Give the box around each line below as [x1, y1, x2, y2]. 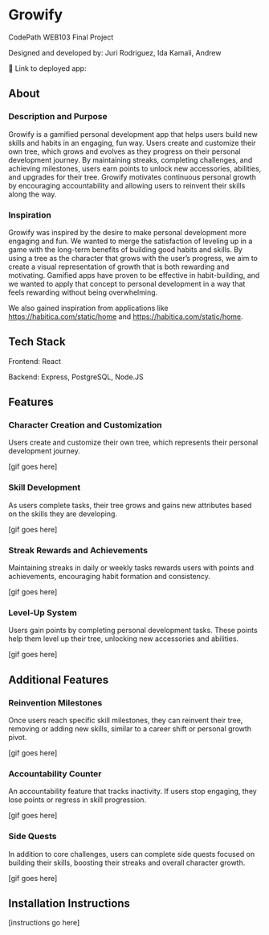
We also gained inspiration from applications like [8, 303, 169, 312]
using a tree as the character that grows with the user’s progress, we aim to [8, 253, 259, 263]
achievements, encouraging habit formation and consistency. [8, 572, 211, 581]
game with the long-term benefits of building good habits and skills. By [8, 244, 243, 254]
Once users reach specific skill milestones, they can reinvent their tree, [8, 715, 243, 725]
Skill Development [8, 482, 81, 493]
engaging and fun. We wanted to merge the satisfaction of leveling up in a [8, 236, 253, 246]
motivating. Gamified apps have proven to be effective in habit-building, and [8, 270, 260, 279]
